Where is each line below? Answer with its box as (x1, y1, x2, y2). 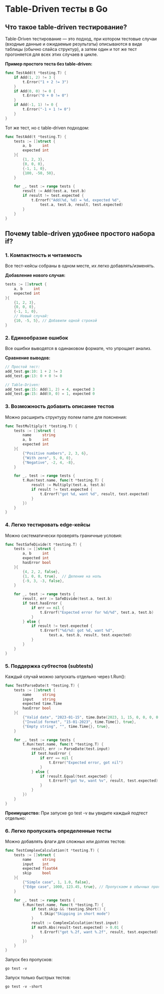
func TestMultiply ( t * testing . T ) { (5, 423, 78, 429)
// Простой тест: (5, 365, 41, 370)
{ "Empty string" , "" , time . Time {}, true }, (22, 724, 110, 729)
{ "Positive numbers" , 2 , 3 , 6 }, (22, 451, 89, 456)
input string (22, 696, 56, 702)
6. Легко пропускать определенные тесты (5, 827, 111, 834)
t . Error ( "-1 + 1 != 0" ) (22, 107, 71, 112)
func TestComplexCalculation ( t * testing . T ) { (5, 848, 99, 853)
